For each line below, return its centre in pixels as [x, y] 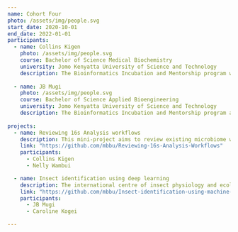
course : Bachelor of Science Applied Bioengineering [100, 100]
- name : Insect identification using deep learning [92, 178]
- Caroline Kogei [52, 211]
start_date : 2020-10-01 [42, 27]
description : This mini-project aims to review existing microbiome [123, 139]
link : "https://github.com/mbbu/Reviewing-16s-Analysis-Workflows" [121, 146]
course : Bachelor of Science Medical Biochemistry [96, 60]
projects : [22, 126]
